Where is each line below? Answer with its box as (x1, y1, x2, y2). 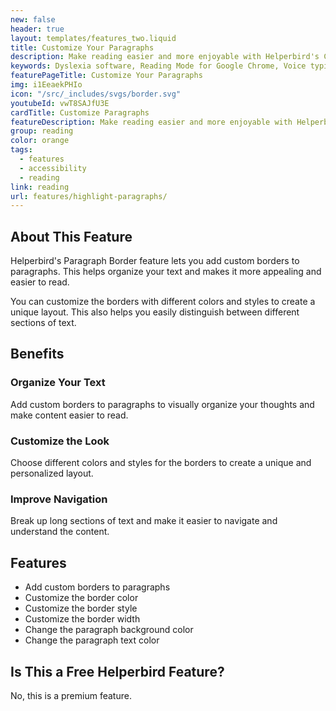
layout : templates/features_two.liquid (10, 33, 177, 43)
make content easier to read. (10, 409, 129, 421)
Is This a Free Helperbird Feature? (10, 663, 225, 680)
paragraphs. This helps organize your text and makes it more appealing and (10, 266, 322, 278)
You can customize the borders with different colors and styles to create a (10, 296, 316, 308)
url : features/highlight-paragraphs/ (10, 191, 168, 201)
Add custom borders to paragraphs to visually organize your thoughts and (10, 398, 315, 410)
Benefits (10, 346, 65, 363)
